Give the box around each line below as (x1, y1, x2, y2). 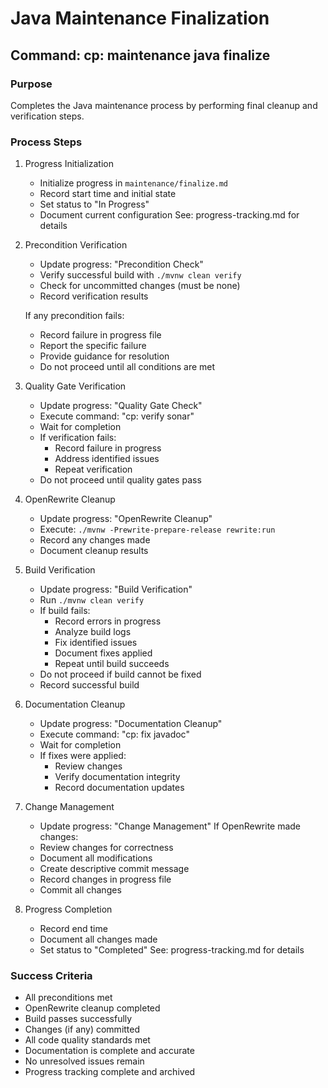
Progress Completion (24, 903, 113, 916)
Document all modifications (39, 852, 153, 864)
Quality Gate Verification (24, 380, 127, 392)
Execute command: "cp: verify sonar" (39, 410, 195, 422)
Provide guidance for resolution (39, 350, 170, 362)
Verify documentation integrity (54, 771, 181, 783)
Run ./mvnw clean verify (39, 594, 145, 606)
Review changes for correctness (39, 842, 174, 854)
